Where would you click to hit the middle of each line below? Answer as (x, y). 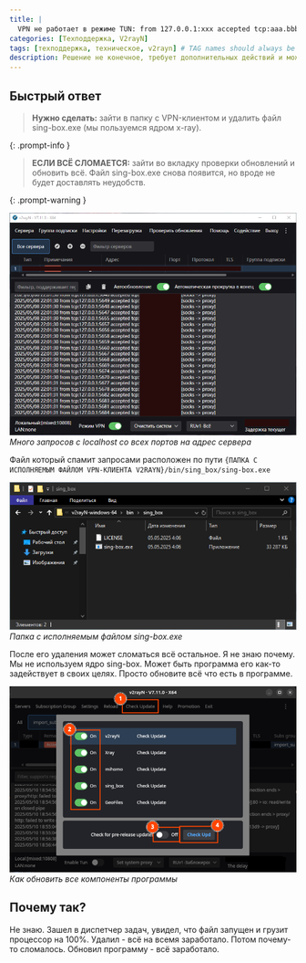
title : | (26, 19)
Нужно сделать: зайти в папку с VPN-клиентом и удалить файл (157, 118)
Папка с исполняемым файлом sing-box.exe (96, 637)
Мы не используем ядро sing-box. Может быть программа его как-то (145, 664)
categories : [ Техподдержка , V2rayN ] (79, 38)
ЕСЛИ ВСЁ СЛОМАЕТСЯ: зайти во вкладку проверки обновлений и (163, 162)
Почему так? (48, 908)
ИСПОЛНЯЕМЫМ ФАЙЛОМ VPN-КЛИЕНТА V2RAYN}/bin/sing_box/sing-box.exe (140, 470)
